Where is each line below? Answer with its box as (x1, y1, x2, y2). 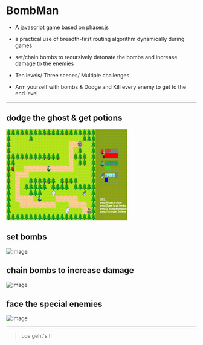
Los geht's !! (21, 332, 53, 340)
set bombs (6, 232, 47, 242)
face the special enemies (6, 298, 103, 309)
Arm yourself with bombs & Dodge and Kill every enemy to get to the (14, 83, 186, 91)
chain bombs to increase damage (6, 265, 134, 276)
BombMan (6, 4, 59, 18)
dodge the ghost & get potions (6, 113, 123, 123)
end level (14, 89, 38, 97)
